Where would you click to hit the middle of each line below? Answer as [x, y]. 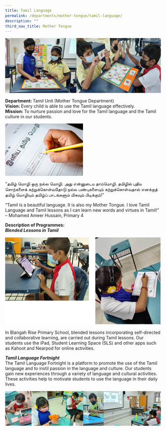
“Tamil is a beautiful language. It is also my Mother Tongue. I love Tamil [77, 205]
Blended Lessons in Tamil [32, 230]
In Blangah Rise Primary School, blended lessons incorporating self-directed [83, 332]
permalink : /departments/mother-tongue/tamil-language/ [64, 16]
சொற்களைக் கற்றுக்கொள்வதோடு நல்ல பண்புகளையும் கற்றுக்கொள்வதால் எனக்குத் [82, 189]
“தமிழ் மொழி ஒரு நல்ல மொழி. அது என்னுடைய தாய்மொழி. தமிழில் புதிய [74, 184]
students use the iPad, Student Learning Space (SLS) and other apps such [81, 343]
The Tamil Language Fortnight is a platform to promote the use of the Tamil [81, 363]
